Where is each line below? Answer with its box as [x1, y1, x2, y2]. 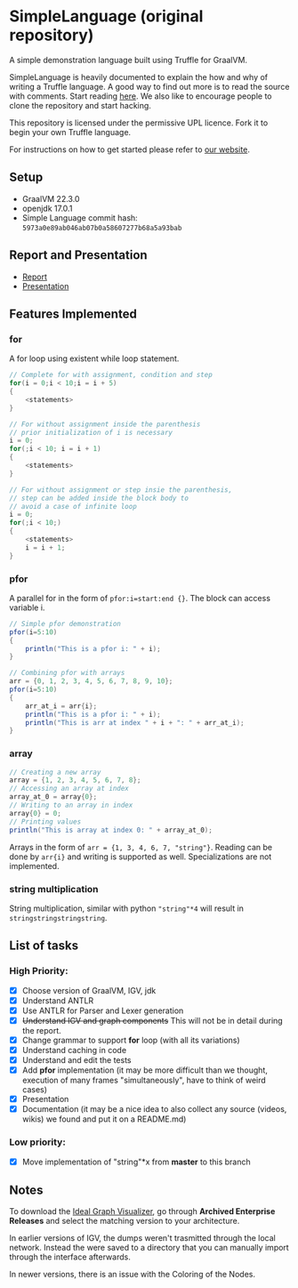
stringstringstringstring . [9, 912, 108, 922]
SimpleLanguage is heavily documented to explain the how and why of [9, 71, 269, 82]
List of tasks [9, 938, 78, 954]
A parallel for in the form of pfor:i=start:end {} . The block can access [9, 592, 271, 603]
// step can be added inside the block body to [9, 494, 189, 503]
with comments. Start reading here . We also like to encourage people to [9, 91, 273, 101]
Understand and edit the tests [21, 1054, 132, 1065]
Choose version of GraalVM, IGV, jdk [21, 985, 157, 995]
